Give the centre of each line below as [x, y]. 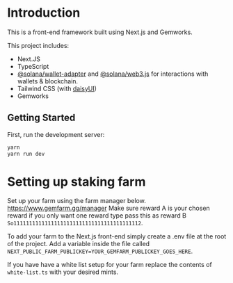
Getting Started [41, 118]
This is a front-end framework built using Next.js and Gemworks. [100, 32]
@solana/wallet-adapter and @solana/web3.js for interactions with [113, 74]
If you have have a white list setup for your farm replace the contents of [110, 265]
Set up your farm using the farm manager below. [77, 201]
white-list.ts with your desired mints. [63, 272]
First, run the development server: [56, 134]
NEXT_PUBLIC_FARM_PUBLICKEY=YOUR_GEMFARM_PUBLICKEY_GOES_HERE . [100, 251]
